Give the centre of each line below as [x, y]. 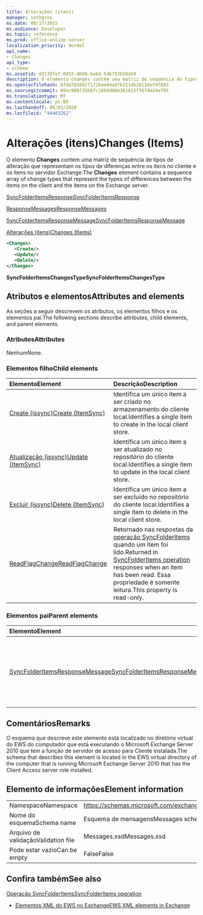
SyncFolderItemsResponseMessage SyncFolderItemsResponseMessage [96, 221]
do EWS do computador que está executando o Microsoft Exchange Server [100, 744]
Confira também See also [54, 879]
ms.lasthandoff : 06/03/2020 [42, 107]
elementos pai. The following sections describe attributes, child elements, [97, 317]
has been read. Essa [142, 575]
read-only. [129, 598]
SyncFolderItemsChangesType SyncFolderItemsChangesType [85, 277]
